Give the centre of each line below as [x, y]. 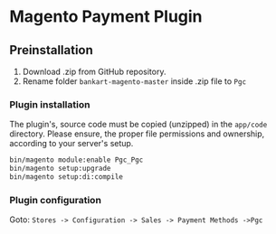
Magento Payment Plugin [106, 17]
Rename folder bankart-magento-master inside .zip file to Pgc [134, 81]
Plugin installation [50, 104]
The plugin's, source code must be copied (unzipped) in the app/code [138, 125]
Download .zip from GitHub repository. [94, 71]
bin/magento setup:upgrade [60, 169]
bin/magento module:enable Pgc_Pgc [76, 160]
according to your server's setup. [71, 144]
